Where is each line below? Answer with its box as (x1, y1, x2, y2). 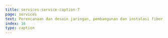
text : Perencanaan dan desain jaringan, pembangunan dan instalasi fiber (5, 16, 163, 21)
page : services (5, 12, 37, 17)
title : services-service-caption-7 (5, 7, 80, 12)
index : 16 (5, 21, 26, 26)
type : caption (5, 26, 35, 31)
